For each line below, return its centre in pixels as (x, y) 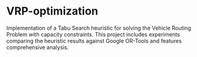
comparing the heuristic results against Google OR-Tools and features (94, 41)
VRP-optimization (52, 11)
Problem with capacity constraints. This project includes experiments (93, 34)
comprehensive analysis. (38, 47)
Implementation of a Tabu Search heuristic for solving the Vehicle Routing (99, 28)
